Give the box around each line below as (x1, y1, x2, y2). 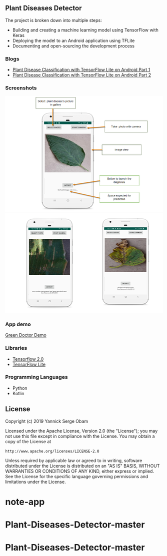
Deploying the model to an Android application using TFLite (12, 37, 135, 43)
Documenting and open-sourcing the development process (12, 42, 135, 49)
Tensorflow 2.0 (12, 356, 44, 362)
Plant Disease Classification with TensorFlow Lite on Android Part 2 (12, 72, 151, 78)
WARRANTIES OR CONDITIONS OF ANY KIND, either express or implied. (5, 468, 154, 474)
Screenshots (5, 84, 37, 91)
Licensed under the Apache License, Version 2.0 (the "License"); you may (5, 428, 158, 434)
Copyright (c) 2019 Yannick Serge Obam (5, 418, 88, 424)
